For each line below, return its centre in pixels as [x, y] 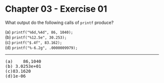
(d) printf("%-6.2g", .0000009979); [41, 47]
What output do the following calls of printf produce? [59, 22]
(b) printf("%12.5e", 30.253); [36, 37]
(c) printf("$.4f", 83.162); [34, 42]
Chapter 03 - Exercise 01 [56, 9]
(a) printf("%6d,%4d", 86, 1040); [39, 32]
